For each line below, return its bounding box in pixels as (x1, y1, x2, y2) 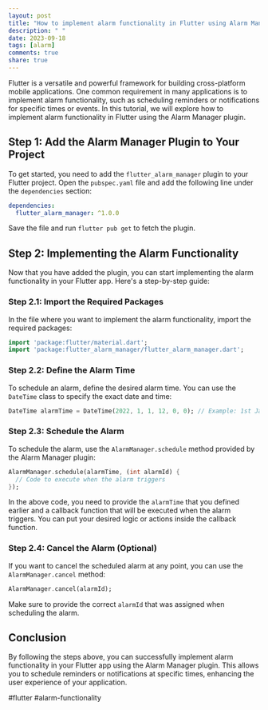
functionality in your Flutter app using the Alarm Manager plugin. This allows (8, 660, 259, 670)
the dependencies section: (8, 185, 93, 196)
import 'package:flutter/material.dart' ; (8, 338, 148, 346)
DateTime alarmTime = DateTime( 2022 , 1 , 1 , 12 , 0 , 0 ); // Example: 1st (8, 407, 252, 415)
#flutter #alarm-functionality (8, 693, 102, 703)
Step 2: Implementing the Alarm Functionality (8, 246, 239, 260)
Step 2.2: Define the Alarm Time (8, 365, 136, 376)
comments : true (8, 49, 59, 57)
